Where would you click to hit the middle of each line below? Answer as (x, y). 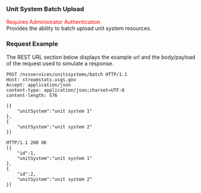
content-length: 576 (32, 95)
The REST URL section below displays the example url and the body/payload (101, 57)
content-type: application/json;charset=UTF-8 (65, 90)
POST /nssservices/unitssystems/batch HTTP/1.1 (67, 74)
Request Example (32, 44)
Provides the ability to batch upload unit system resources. (79, 28)
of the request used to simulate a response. (60, 63)
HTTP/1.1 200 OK (26, 143)
